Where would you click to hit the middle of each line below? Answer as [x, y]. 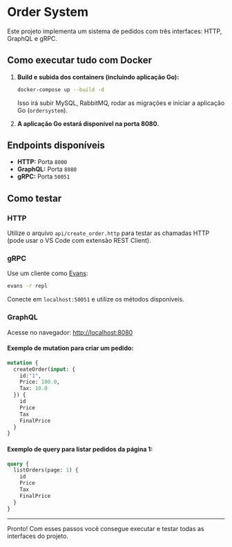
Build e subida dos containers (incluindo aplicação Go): [98, 77]
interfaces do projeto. [38, 536]
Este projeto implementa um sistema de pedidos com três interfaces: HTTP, [115, 31]
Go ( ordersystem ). [42, 110]
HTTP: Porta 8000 [42, 162]
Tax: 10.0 [34, 389]
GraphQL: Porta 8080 [47, 169]
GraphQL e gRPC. [32, 38]
